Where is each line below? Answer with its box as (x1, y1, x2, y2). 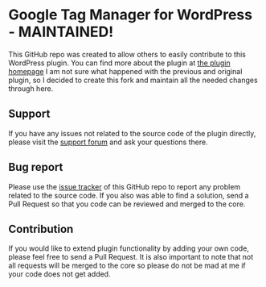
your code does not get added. (8, 269, 111, 279)
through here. (8, 83, 54, 94)
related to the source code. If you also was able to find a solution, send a (8, 190, 249, 200)
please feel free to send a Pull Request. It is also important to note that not (8, 252, 254, 262)
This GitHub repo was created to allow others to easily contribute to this (8, 49, 247, 59)
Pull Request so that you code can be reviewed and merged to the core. (8, 199, 246, 209)
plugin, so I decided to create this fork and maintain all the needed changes (8, 75, 259, 85)
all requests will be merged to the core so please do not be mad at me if (8, 260, 247, 271)
